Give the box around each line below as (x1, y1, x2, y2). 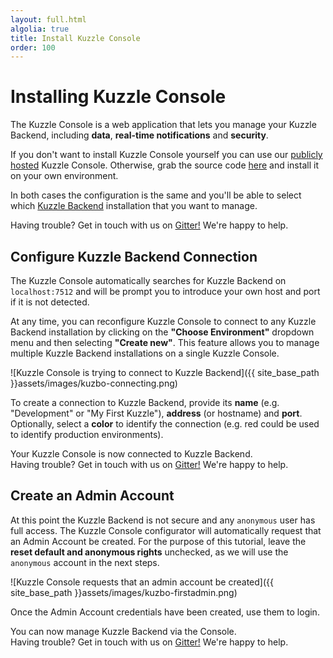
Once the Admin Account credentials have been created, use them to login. (10, 606, 320, 618)
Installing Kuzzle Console (10, 86, 227, 108)
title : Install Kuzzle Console (10, 33, 141, 43)
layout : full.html (10, 14, 87, 25)
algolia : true (10, 24, 70, 34)
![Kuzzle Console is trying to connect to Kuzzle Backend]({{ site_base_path (10, 367, 320, 378)
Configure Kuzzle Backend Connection (10, 248, 258, 265)
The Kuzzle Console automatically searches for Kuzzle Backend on (10, 275, 287, 286)
